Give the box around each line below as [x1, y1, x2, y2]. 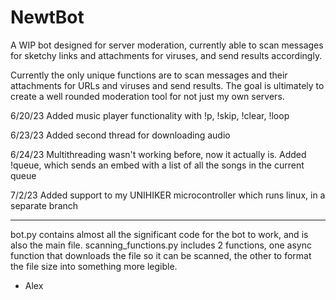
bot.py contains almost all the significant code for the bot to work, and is [10, 228, 309, 240]
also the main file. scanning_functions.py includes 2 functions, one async [10, 239, 312, 251]
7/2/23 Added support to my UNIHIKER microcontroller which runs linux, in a [10, 189, 326, 201]
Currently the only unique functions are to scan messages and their [10, 69, 288, 81]
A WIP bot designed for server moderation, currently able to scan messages [10, 39, 324, 51]
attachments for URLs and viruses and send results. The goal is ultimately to [10, 79, 325, 91]
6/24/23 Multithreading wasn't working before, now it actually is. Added [10, 148, 307, 160]
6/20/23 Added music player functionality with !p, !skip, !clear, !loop [10, 109, 290, 121]
